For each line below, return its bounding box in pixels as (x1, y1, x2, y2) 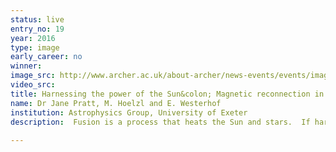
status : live (10, 14, 65, 25)
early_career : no (10, 52, 83, 62)
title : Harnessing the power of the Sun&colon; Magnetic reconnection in (10, 89, 325, 99)
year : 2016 (10, 33, 56, 43)
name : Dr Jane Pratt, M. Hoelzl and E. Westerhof (10, 98, 222, 108)
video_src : (10, 80, 56, 90)
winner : (10, 61, 43, 71)
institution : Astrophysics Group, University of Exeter (10, 107, 248, 118)
